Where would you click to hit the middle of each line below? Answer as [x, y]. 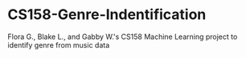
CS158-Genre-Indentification [107, 15]
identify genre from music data [59, 44]
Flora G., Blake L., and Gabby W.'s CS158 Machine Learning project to [123, 37]
